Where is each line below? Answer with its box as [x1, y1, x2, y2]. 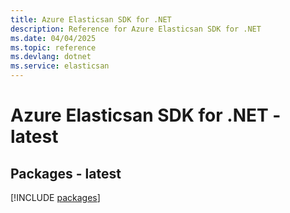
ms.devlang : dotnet [10, 52, 92, 62]
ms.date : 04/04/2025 [10, 33, 97, 43]
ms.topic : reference [10, 42, 97, 53]
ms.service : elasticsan [10, 61, 110, 71]
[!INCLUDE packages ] [10, 192, 101, 203]
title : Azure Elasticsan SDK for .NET [10, 14, 172, 25]
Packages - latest [10, 165, 122, 182]
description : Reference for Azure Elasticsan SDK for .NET [10, 24, 262, 34]
